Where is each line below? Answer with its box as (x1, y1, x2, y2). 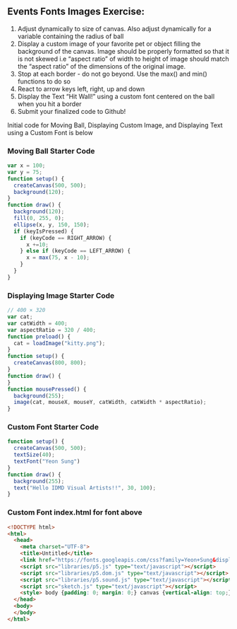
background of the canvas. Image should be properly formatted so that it (17, 47, 229, 55)
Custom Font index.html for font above (7, 507, 142, 517)
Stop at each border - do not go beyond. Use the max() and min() (17, 69, 208, 78)
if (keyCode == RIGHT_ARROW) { (20, 234, 112, 241)
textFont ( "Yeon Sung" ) (13, 458, 80, 466)
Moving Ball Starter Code (7, 146, 95, 156)
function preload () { (7, 333, 71, 340)
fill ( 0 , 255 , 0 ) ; (13, 215, 65, 222)
